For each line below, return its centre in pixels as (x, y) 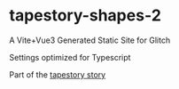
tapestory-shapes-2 (86, 16)
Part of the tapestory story (58, 74)
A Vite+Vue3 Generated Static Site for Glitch (90, 40)
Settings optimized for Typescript (70, 57)
